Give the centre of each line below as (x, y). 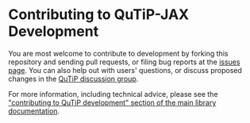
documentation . (34, 111)
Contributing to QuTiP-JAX (98, 15)
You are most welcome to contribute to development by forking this (118, 53)
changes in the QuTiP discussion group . (73, 79)
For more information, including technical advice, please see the (113, 94)
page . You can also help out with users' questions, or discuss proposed (125, 70)
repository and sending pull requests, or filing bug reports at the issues (124, 62)
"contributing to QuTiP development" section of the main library (112, 102)
